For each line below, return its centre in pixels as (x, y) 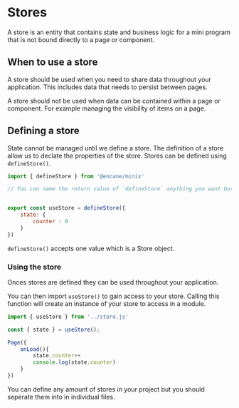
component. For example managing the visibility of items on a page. (107, 108)
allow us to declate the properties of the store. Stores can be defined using (117, 155)
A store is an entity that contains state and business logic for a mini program (119, 32)
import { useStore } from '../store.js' (68, 317)
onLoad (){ (35, 349)
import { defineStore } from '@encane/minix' (76, 176)
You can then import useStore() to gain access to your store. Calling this (113, 296)
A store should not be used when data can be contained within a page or (114, 101)
